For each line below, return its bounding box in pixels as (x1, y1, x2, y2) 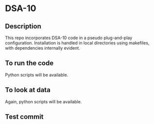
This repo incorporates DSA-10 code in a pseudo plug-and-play (5, 35, 133, 41)
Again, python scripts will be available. (5, 98, 82, 104)
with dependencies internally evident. (5, 45, 80, 51)
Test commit (5, 113, 44, 121)
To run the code (5, 59, 54, 68)
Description (5, 22, 41, 30)
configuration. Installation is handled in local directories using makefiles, (5, 40, 150, 46)
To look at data (5, 86, 51, 94)
